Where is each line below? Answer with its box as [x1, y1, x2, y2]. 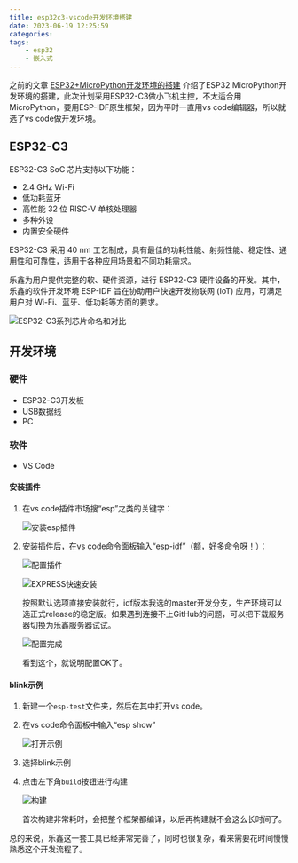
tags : [9, 37, 29, 47]
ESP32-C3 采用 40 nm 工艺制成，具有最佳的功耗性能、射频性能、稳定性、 [9, 244, 279, 255]
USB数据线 [21, 406, 62, 416]
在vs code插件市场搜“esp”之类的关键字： [21, 503, 173, 513]
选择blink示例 [21, 757, 72, 768]
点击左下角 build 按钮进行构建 [21, 776, 129, 787]
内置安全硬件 [21, 226, 69, 236]
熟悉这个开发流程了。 [9, 844, 87, 855]
